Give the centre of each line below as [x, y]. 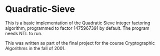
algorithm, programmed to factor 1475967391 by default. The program [77, 28]
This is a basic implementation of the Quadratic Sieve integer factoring [78, 23]
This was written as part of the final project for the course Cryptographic [80, 43]
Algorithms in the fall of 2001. [35, 48]
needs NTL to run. [24, 33]
